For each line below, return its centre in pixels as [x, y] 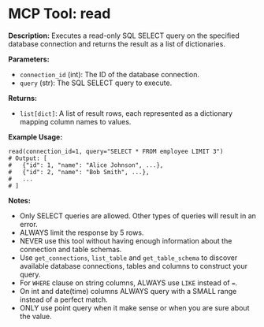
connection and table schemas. [71, 249]
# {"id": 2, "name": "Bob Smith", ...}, [79, 172]
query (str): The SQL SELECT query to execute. [96, 83]
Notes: [20, 200]
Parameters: [29, 59]
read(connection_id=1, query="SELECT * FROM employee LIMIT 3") [116, 151]
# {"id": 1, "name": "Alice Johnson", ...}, [86, 165]
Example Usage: [35, 137]
